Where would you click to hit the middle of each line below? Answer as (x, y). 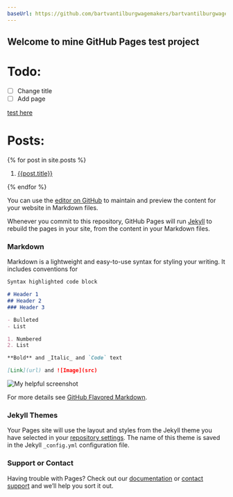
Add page (31, 99)
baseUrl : (20, 14)
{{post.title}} (35, 174)
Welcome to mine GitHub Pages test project (103, 42)
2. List (18, 345)
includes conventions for (43, 269)
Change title (35, 90)
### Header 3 (26, 307)
